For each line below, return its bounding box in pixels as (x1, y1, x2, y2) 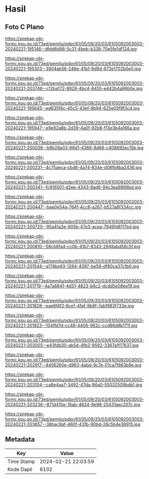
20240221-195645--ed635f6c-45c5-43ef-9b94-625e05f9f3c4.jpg (5, 106, 140, 111)
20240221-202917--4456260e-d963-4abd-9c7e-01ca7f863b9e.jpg (5, 362, 142, 368)
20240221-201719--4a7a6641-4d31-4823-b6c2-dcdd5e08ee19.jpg (5, 283, 140, 289)
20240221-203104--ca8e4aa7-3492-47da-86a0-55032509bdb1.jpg (5, 382, 142, 388)
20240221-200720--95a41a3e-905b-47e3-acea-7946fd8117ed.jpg (5, 224, 139, 230)
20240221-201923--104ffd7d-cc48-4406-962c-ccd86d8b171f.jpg (5, 322, 137, 328)
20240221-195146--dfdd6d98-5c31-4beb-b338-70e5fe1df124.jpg (5, 46, 137, 52)
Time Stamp (7, 458, 35, 465)
